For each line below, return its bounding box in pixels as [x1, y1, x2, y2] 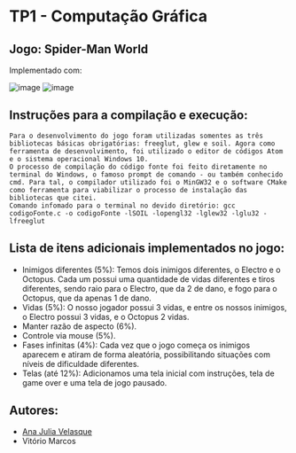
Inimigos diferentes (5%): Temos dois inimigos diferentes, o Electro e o [21, 264, 281, 275]
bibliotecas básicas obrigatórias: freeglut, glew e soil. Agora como [9, 139, 276, 148]
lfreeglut [9, 216, 46, 225]
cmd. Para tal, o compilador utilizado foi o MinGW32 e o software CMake [9, 177, 288, 187]
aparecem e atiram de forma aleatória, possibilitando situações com [21, 348, 270, 360]
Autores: [9, 403, 59, 418]
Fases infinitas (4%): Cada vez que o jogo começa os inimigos [21, 340, 251, 350]
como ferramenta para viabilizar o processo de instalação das [9, 185, 248, 194]
